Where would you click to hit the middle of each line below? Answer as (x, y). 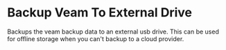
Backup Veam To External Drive (100, 13)
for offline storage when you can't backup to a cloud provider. (96, 38)
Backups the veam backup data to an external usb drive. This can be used (113, 32)
